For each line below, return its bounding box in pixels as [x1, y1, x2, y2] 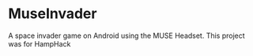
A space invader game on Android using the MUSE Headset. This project [8, 31, 245, 40]
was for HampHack [8, 39, 71, 48]
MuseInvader [8, 5, 97, 23]
